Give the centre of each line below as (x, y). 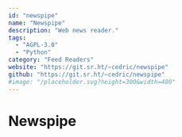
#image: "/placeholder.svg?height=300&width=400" (92, 82)
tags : (17, 38)
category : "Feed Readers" (51, 60)
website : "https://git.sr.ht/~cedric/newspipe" (89, 67)
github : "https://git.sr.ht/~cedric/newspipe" (87, 74)
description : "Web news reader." (64, 30)
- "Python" (33, 52)
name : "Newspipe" (37, 23)
